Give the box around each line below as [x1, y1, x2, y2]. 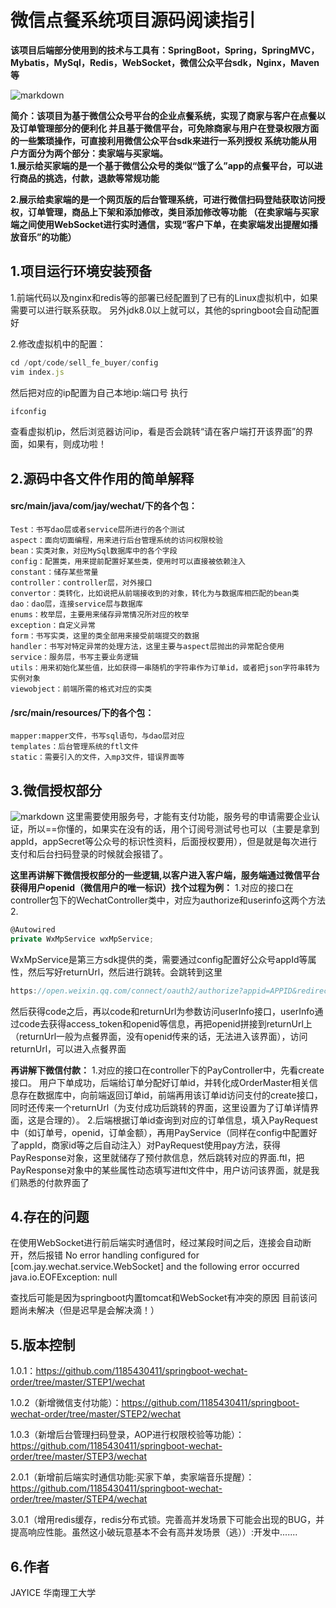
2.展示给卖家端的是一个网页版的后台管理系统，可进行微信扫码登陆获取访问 [10, 193, 317, 205]
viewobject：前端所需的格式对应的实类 [10, 684, 153, 694]
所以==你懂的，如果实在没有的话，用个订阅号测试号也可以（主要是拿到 [27, 822, 320, 835]
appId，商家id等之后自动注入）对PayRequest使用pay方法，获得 [18, 1139, 282, 1151]
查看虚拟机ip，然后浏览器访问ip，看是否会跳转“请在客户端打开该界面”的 [10, 426, 305, 438]
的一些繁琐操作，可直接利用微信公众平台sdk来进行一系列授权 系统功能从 [10, 134, 309, 146]
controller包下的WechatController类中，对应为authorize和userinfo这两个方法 [10, 894, 326, 906]
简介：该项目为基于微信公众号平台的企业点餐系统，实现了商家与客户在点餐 [10, 109, 317, 121]
